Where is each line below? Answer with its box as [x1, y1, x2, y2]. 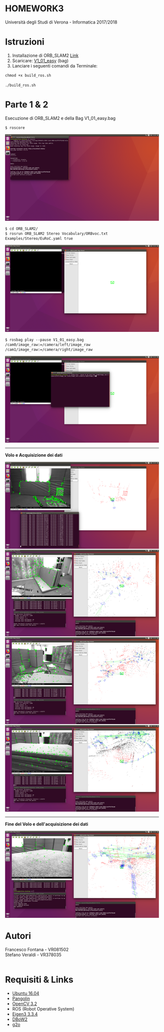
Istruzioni [5, 36, 45, 47]
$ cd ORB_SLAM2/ [5, 226, 38, 232]
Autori [5, 931, 31, 941]
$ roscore [5, 125, 25, 130]
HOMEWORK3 [5, 3, 64, 14]
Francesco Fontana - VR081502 [5, 946, 69, 952]
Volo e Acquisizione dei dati [5, 452, 62, 458]
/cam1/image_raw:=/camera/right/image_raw [5, 347, 93, 352]
